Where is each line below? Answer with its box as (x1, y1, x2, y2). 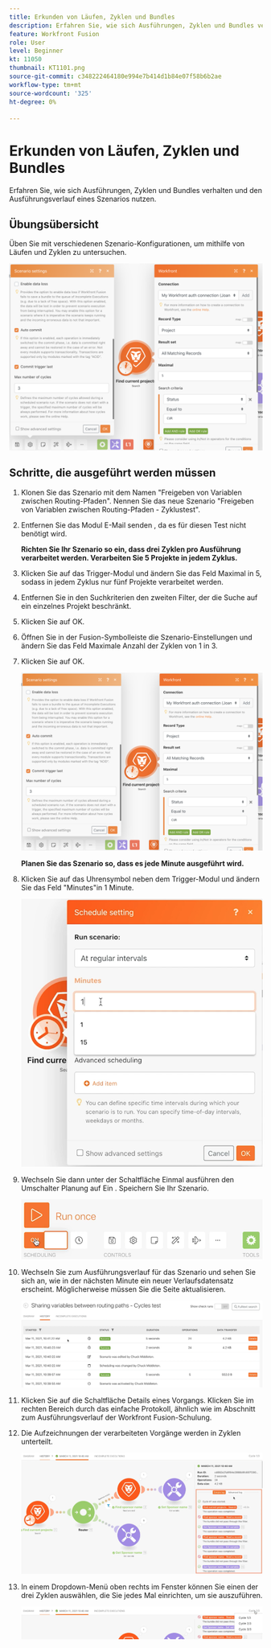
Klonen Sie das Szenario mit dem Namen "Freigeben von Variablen (20, 487, 242, 497)
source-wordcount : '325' (9, 89, 92, 97)
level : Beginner (9, 47, 64, 55)
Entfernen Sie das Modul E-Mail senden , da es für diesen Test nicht (20, 520, 247, 530)
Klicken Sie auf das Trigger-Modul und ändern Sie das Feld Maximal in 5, (20, 568, 262, 578)
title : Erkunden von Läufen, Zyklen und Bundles (9, 13, 175, 21)
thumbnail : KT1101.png (9, 64, 85, 72)
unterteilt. (20, 1436, 53, 1446)
